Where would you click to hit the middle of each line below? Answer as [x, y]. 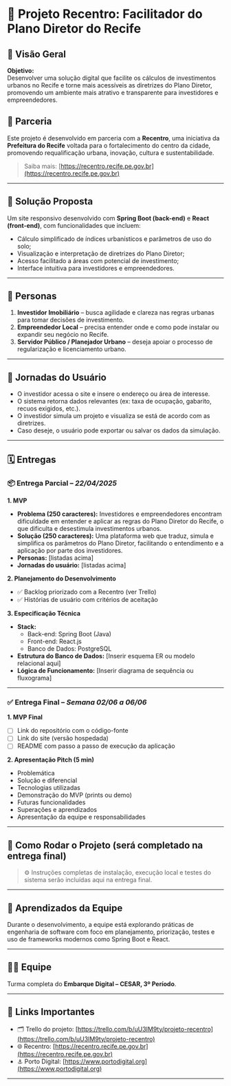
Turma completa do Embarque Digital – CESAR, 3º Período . [92, 983]
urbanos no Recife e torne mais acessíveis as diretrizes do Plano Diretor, [110, 85]
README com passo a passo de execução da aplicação [96, 746]
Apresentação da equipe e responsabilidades [81, 817]
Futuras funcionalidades [51, 802]
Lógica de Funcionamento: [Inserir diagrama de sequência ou [105, 670]
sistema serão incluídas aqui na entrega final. [88, 880]
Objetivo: [21, 71]
